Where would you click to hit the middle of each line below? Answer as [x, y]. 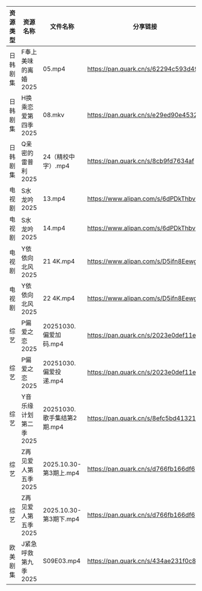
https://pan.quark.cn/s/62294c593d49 [143, 69]
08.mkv [54, 115]
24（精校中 [59, 157]
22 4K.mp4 [59, 298]
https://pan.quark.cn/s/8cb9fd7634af [140, 161]
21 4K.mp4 [59, 261]
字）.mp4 [57, 166]
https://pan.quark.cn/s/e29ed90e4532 [142, 115]
